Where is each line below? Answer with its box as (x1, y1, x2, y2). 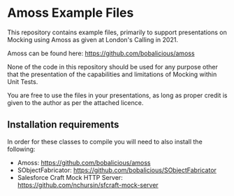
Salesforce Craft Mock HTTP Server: (17, 173, 124, 181)
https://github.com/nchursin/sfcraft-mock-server (17, 181, 159, 189)
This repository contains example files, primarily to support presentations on (7, 28, 227, 36)
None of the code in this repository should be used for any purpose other (7, 62, 218, 71)
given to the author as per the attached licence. (7, 98, 144, 106)
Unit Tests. (7, 77, 38, 85)
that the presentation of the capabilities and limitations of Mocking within (7, 70, 217, 78)
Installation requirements (7, 119, 119, 131)
